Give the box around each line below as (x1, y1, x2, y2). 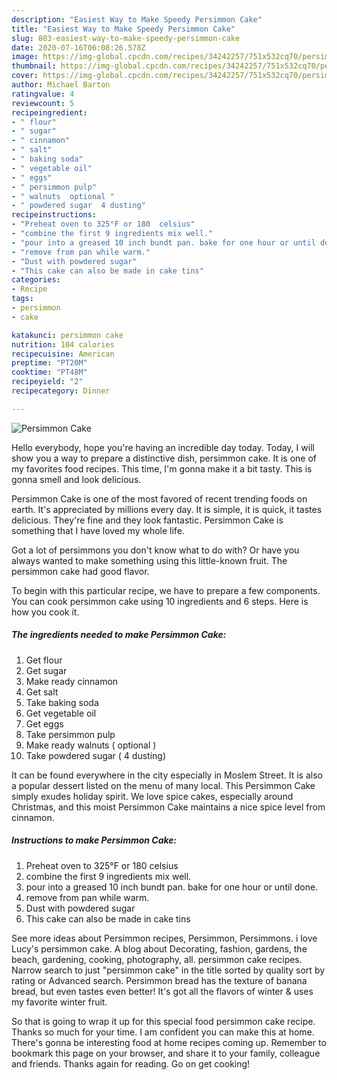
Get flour (25, 654, 63, 666)
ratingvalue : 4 (11, 89, 75, 99)
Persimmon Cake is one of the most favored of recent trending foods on (11, 492, 308, 505)
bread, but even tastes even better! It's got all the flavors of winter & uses (11, 985, 314, 997)
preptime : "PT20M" (11, 358, 88, 368)
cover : (11, 71, 39, 81)
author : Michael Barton (11, 80, 111, 90)
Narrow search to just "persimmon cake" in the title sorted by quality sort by (11, 964, 326, 976)
